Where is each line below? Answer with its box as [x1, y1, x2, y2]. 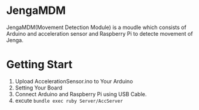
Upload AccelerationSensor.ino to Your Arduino [15, 77, 133, 85]
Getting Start [6, 58, 73, 71]
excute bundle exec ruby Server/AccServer [15, 97, 123, 104]
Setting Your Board [15, 84, 62, 91]
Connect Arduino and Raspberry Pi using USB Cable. [15, 90, 147, 97]
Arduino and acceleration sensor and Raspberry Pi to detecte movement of [6, 30, 194, 37]
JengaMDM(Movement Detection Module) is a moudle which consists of [6, 24, 186, 31]
